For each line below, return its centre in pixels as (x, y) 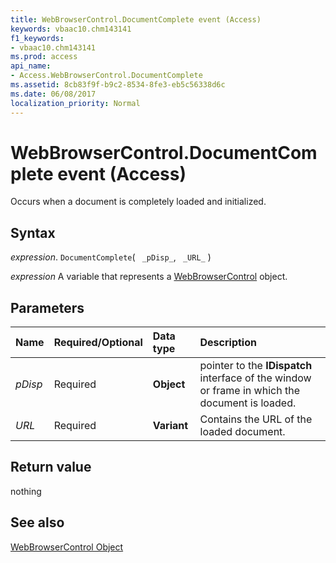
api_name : (31, 66)
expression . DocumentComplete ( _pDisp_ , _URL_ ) (111, 257)
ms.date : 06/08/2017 (53, 94)
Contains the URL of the (256, 419)
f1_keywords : (37, 38)
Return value (51, 467)
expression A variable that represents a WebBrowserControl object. (149, 277)
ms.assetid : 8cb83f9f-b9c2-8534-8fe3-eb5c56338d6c (118, 85)
